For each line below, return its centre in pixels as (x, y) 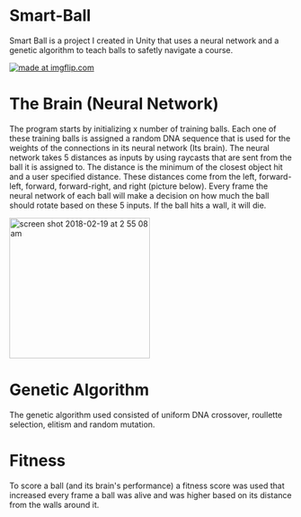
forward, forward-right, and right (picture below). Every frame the (147, 186)
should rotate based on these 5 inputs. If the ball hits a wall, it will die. (138, 205)
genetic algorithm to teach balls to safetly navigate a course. (121, 49)
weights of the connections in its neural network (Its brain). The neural (139, 147)
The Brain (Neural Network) (114, 104)
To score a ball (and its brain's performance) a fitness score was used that (147, 486)
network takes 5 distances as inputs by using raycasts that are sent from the (150, 157)
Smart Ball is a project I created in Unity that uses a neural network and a (144, 40)
